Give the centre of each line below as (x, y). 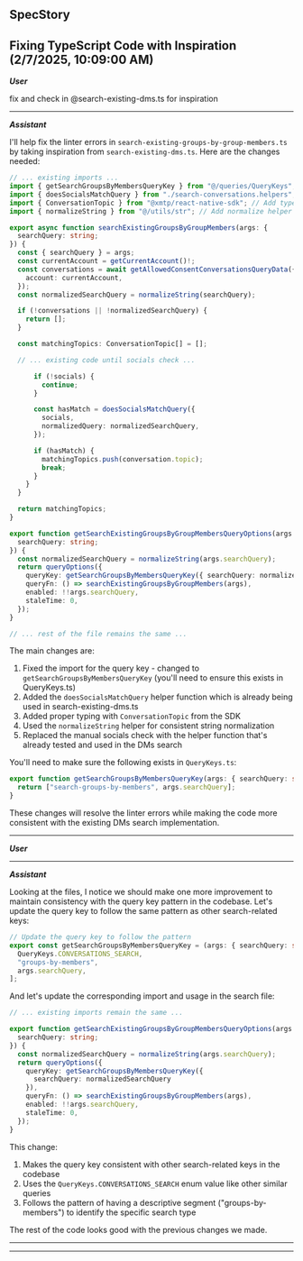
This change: (34, 1147)
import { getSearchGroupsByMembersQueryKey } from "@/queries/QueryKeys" (151, 187)
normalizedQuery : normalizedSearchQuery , (121, 426)
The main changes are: (52, 651)
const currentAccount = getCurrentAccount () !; (106, 261)
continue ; (60, 385)
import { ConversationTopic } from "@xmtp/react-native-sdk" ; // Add (143, 203)
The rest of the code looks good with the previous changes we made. (138, 1229)
